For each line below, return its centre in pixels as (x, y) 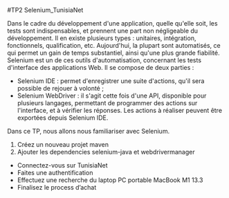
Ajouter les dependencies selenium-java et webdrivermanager (106, 152)
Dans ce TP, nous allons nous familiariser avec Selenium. (89, 131)
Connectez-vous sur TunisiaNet (63, 165)
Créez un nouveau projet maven (63, 144)
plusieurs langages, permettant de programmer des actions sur (107, 103)
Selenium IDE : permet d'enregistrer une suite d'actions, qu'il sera (111, 81)
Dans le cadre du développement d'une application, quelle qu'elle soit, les (112, 23)
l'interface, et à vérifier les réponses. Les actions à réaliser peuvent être (120, 110)
